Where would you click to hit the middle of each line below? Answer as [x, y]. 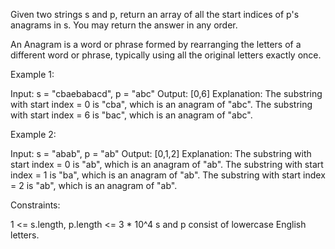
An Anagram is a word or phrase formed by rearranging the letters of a [156, 44]
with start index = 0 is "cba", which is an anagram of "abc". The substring [161, 104]
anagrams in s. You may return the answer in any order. [124, 25]
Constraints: [35, 205]
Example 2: [33, 134]
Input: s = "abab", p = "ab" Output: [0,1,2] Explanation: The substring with [161, 153]
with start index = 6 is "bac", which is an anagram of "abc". [131, 115]
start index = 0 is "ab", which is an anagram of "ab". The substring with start [167, 164]
